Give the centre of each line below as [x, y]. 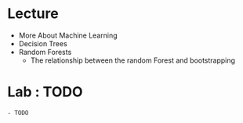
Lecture [33, 14]
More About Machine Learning [68, 35]
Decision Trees [43, 43]
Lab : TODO [45, 92]
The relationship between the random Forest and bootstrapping [133, 60]
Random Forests [45, 52]
